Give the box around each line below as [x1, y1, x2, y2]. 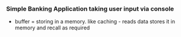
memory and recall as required [14, 24, 90, 31]
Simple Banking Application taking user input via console [6, 5, 174, 13]
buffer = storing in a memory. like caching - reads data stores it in [14, 18, 176, 25]
